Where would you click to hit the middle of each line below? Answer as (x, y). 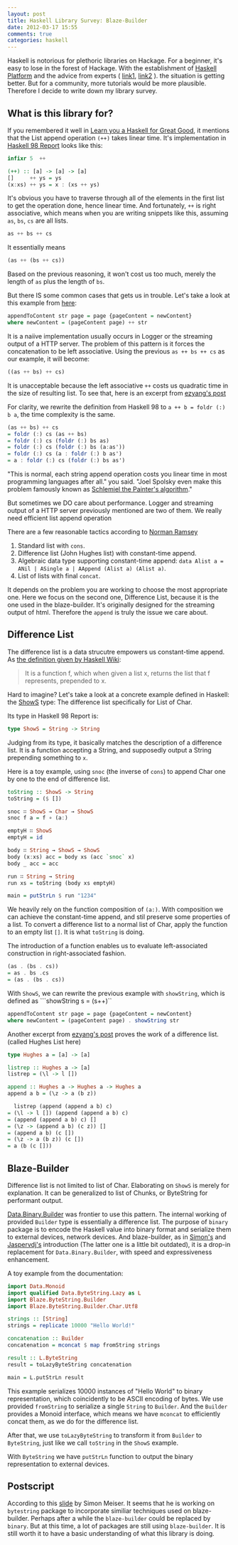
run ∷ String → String (41, 876)
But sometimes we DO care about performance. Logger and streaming (110, 503)
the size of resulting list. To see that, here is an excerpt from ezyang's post (117, 393)
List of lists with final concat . (59, 576)
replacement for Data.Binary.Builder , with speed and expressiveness (110, 1252)
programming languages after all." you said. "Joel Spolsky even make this (114, 482)
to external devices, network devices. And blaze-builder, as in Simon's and (117, 1237)
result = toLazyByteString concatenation (70, 1364)
